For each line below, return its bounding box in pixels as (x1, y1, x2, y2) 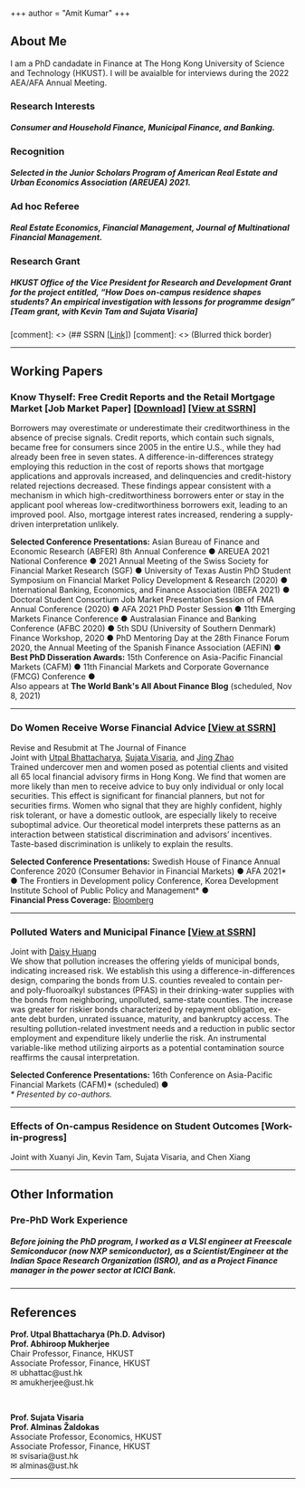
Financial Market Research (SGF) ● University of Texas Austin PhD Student (10, 565, 291, 576)
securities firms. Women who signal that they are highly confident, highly (10, 800, 283, 811)
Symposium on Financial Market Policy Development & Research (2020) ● (10, 575, 288, 586)
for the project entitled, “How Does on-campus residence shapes (10, 287, 262, 298)
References (10, 1304, 77, 1320)
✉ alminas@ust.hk (10, 1460, 79, 1471)
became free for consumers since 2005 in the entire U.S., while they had (10, 442, 281, 453)
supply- (264, 509, 293, 520)
